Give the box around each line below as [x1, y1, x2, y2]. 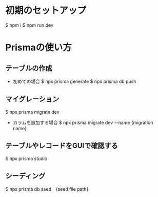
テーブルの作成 [5, 64, 52, 73]
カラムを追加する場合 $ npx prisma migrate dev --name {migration [12, 119, 153, 126]
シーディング [5, 171, 46, 180]
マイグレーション [5, 95, 60, 103]
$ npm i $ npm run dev [5, 22, 54, 28]
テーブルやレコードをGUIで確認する [5, 141, 118, 150]
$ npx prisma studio [5, 155, 48, 162]
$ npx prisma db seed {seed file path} [5, 186, 89, 192]
